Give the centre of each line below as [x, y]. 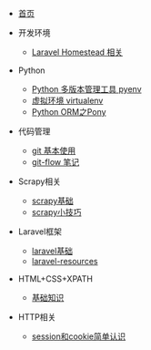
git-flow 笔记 [55, 162]
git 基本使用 [54, 150]
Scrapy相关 [40, 181]
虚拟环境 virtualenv [67, 100]
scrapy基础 [53, 201]
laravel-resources [65, 261]
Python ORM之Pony [69, 112]
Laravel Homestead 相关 [77, 52]
